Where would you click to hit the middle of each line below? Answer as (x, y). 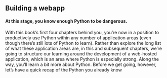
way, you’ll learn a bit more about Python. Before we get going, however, (81, 64)
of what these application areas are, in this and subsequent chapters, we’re (83, 48)
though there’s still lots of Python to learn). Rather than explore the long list (83, 43)
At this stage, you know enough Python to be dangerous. (66, 21)
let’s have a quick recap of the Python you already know (64, 69)
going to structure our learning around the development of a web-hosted (81, 54)
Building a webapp (35, 8)
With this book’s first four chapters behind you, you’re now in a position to (82, 32)
